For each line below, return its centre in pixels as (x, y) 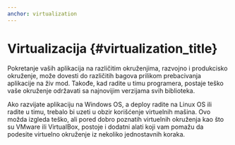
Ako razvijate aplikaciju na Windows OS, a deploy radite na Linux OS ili (110, 104)
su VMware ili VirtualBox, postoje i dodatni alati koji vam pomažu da (106, 127)
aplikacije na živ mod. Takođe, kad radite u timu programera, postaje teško (115, 83)
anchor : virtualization (42, 14)
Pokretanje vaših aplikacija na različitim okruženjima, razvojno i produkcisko (117, 68)
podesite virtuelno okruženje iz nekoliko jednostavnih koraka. (96, 134)
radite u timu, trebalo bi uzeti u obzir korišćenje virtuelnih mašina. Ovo (109, 112)
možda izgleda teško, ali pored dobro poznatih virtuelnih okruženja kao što (116, 119)
